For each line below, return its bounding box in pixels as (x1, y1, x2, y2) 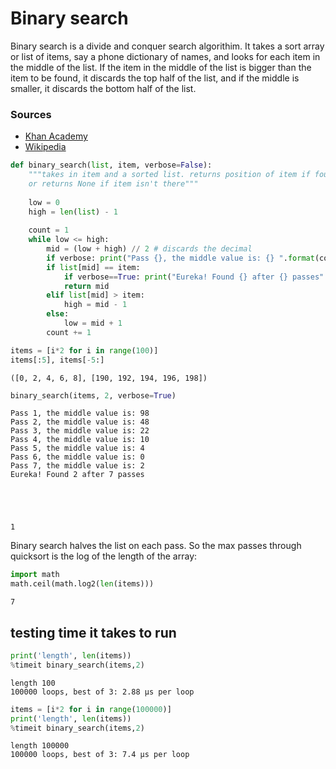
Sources (10, 107, 52, 121)
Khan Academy (24, 130, 88, 142)
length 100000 (10, 741, 70, 751)
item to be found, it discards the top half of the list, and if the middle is (10, 72, 300, 84)
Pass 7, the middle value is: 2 (10, 461, 145, 471)
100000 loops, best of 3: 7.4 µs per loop (10, 750, 190, 760)
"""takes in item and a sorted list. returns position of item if (28, 170, 311, 180)
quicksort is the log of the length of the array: (10, 550, 198, 562)
